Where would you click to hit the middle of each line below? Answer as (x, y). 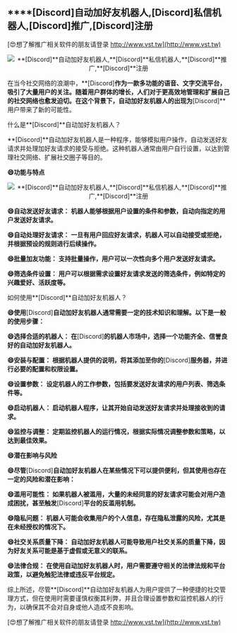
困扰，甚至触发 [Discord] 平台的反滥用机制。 (76, 502)
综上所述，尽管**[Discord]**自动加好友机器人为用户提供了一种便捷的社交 (114, 589)
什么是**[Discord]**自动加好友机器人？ (64, 124)
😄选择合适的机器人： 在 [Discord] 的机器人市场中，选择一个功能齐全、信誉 (115, 336)
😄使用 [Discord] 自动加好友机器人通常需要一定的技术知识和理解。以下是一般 (117, 312)
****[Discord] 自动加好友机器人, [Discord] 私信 (110, 13)
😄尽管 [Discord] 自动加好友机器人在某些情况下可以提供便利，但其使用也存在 (117, 470)
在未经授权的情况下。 (38, 526)
